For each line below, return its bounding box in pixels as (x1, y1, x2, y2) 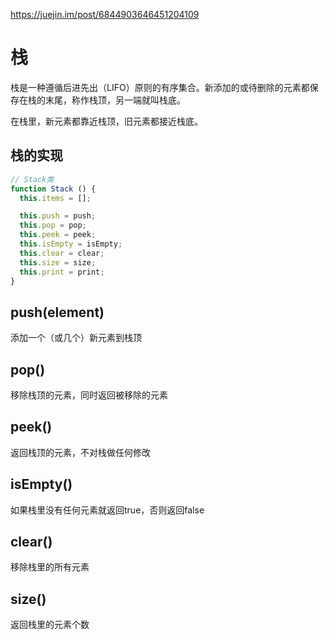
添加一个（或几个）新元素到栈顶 (10, 332, 142, 344)
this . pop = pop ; (19, 220, 87, 231)
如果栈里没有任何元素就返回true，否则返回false (10, 504, 205, 516)
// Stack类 (10, 174, 55, 184)
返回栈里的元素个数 (10, 619, 90, 631)
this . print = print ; (19, 267, 105, 277)
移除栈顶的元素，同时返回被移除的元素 (10, 389, 168, 401)
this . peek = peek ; (19, 230, 97, 240)
